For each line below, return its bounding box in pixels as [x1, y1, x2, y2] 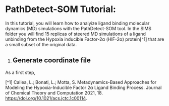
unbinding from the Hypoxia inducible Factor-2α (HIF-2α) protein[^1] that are [5, 36, 164, 42]
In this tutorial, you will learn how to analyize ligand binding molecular [5, 20, 150, 26]
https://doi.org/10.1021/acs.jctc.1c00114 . [5, 95, 87, 101]
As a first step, [5, 69, 36, 75]
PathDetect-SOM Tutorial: [5, 4, 116, 15]
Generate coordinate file [12, 56, 91, 65]
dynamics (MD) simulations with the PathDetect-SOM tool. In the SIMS [5, 25, 152, 31]
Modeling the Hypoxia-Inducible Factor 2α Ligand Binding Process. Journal [5, 84, 162, 90]
